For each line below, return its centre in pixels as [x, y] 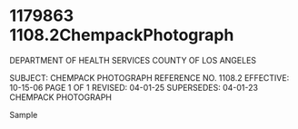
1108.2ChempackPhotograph [122, 35]
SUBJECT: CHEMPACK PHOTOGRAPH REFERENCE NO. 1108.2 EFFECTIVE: [149, 77]
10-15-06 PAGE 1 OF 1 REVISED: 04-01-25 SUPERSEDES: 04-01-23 [134, 87]
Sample [24, 114]
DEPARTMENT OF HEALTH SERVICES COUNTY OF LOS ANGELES [133, 60]
